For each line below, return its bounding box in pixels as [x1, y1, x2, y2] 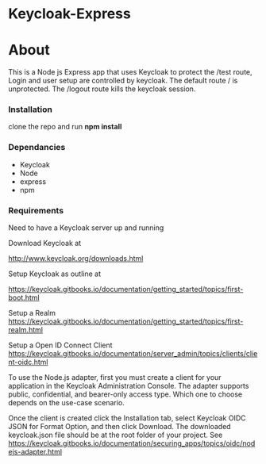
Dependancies [8, 142, 66, 153]
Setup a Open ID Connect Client [8, 340, 113, 350]
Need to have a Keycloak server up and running [8, 223, 164, 232]
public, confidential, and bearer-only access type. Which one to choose [8, 389, 243, 399]
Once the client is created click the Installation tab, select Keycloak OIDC [8, 413, 246, 423]
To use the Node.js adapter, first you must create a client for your [8, 373, 222, 382]
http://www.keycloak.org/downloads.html [8, 254, 144, 263]
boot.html [8, 293, 40, 302]
